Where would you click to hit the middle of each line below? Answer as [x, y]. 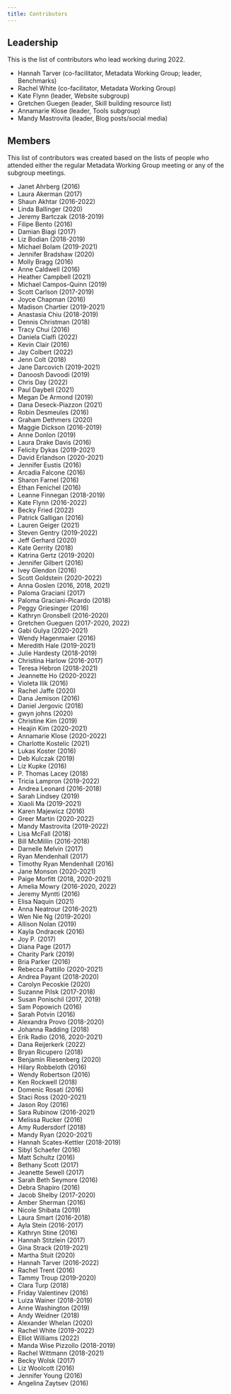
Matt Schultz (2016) [46, 1157]
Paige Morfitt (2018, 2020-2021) [64, 879]
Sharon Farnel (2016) [48, 480]
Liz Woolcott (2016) [46, 1368]
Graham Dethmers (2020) [55, 420]
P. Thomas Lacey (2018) [53, 773]
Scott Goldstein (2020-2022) [60, 578]
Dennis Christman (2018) [54, 322]
